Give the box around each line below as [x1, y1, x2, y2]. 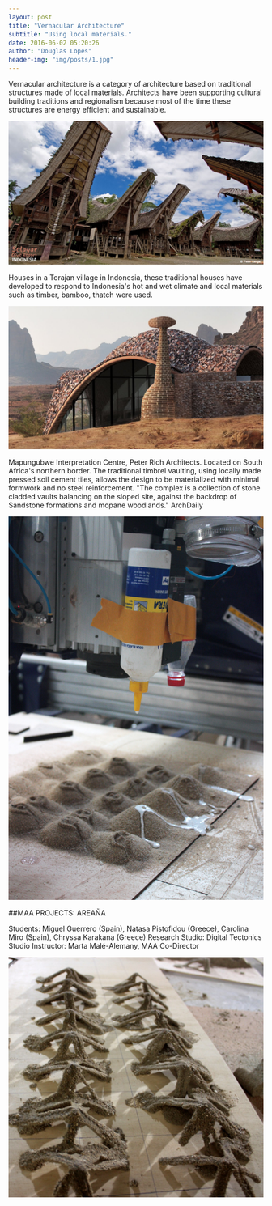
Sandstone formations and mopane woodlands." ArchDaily [8, 500, 204, 510]
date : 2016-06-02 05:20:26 [8, 39, 100, 47]
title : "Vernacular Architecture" [8, 21, 125, 30]
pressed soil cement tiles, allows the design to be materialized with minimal [8, 474, 260, 484]
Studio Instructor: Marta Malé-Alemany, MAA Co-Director [8, 941, 200, 950]
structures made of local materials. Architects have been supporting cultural [8, 87, 262, 97]
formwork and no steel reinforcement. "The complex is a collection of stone [8, 483, 261, 493]
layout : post [8, 13, 53, 21]
